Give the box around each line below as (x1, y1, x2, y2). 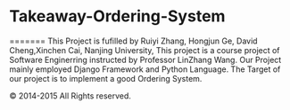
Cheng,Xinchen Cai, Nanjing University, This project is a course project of (9, 44, 280, 55)
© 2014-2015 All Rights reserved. (9, 90, 132, 101)
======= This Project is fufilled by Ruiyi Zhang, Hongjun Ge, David (9, 35, 258, 46)
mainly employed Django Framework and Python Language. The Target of (9, 64, 281, 75)
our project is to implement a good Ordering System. (9, 73, 203, 83)
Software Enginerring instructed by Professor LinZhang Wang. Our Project (9, 54, 282, 65)
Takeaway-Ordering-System (9, 6, 226, 27)
